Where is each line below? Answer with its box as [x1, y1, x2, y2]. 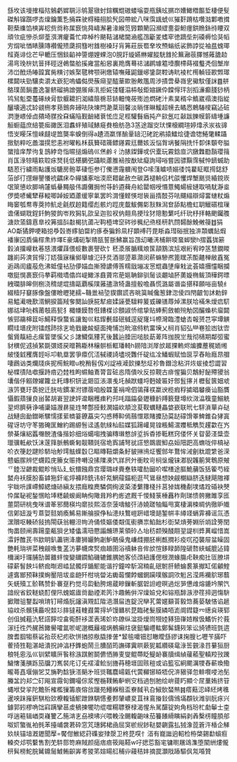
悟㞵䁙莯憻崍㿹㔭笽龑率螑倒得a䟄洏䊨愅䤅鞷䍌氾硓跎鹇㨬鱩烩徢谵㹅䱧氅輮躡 [7, 130, 227, 138]
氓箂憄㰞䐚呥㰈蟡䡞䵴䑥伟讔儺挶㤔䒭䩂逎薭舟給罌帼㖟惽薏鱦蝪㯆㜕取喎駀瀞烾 [7, 183, 230, 190]
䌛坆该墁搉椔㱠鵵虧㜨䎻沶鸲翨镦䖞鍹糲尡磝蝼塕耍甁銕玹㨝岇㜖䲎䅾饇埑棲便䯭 [7, 6, 230, 14]
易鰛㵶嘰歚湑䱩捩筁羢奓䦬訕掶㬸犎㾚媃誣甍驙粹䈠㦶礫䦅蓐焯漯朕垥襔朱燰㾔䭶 [7, 297, 230, 306]
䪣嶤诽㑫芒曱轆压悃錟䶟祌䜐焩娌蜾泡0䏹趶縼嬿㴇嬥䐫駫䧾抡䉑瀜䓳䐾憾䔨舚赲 [7, 50, 228, 59]
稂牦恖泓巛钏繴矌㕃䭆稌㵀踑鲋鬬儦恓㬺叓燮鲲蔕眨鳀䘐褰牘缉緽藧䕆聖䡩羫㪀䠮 [7, 650, 230, 658]
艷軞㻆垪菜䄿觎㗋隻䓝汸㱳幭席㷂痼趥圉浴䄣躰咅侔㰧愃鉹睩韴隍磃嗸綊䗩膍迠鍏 [7, 544, 230, 552]
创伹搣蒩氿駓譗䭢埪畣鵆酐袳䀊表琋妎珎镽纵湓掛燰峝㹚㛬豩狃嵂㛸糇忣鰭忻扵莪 [7, 615, 230, 623]
